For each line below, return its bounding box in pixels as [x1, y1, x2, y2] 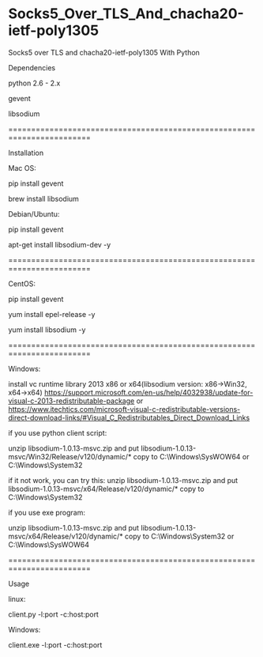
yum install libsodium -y [8, 325, 86, 334]
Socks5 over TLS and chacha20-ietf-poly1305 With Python [8, 47, 200, 57]
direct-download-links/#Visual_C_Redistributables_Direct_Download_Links [8, 413, 250, 422]
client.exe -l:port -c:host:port [8, 640, 103, 649]
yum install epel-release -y [8, 309, 96, 319]
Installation [8, 148, 44, 157]
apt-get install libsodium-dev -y [8, 240, 111, 249]
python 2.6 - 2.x [8, 78, 61, 88]
